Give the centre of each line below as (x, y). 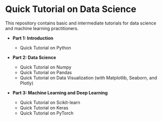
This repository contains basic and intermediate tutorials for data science (81, 23)
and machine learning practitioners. (42, 28)
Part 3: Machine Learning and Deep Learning (60, 92)
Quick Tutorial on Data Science (71, 9)
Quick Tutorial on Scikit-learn (50, 102)
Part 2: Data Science (34, 57)
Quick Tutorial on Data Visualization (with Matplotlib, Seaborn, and (88, 77)
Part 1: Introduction (33, 38)
